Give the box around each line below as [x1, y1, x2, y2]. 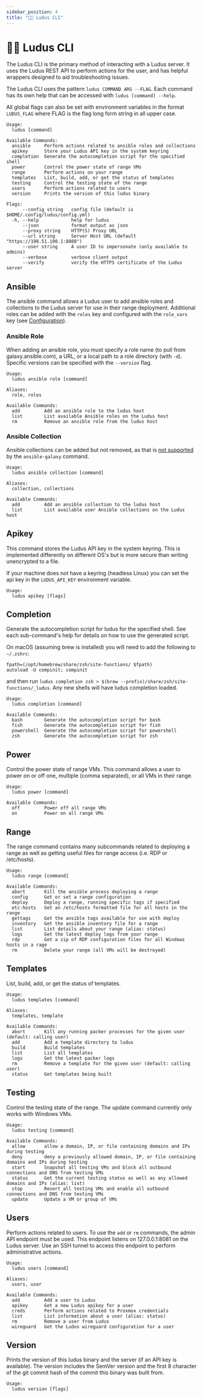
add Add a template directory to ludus [11, 1039, 134, 1045]
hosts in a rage [6, 942, 47, 948]
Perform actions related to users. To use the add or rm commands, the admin [6, 1229, 196, 1236]
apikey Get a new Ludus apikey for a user [11, 1302, 134, 1308]
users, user [11, 1281, 42, 1287]
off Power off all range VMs [11, 805, 107, 811]
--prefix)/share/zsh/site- [120, 679, 188, 685]
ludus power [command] [11, 789, 69, 795]
